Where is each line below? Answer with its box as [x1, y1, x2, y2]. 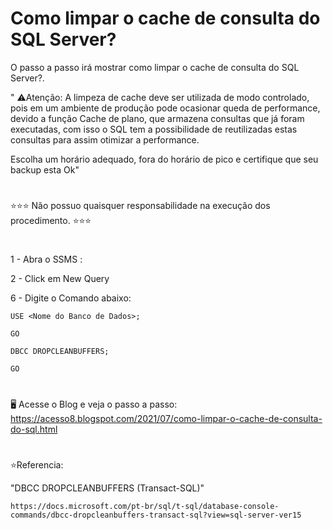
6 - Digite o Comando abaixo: [10, 292, 132, 304]
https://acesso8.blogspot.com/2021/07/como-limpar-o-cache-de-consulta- [10, 412, 323, 424]
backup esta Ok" [10, 163, 80, 176]
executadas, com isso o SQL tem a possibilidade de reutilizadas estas [10, 123, 298, 135]
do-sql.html [10, 423, 58, 435]
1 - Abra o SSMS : [10, 253, 83, 266]
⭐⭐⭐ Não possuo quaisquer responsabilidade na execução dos [10, 200, 271, 212]
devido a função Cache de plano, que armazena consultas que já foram [10, 112, 305, 124]
